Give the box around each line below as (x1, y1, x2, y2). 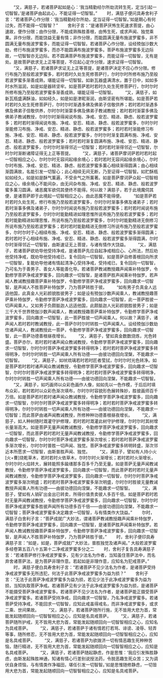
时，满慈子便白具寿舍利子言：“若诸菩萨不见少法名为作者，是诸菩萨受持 (13, 565, 156, 570)
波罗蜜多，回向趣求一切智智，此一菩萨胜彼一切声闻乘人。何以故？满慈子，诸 (5, 315, 158, 320)
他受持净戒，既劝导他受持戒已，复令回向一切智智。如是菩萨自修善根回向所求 (5, 254, 158, 260)
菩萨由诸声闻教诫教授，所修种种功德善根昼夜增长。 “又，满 (30, 412, 157, 418)
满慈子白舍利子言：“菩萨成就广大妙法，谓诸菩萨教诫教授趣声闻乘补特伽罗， (5, 516, 156, 521)
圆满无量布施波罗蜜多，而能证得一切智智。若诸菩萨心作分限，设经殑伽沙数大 (5, 41, 158, 46)
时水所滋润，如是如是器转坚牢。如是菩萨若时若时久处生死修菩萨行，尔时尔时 (5, 83, 158, 89)
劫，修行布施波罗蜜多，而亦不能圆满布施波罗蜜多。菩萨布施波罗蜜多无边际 (5, 47, 154, 53)
